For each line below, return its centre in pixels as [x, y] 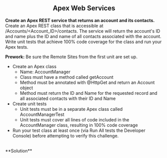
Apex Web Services [84, 8]
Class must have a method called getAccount [66, 77]
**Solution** [19, 150]
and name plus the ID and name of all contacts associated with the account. [83, 36]
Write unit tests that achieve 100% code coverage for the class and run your [83, 42]
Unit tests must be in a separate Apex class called [71, 109]
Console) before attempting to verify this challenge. [65, 135]
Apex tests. [17, 47]
